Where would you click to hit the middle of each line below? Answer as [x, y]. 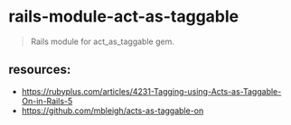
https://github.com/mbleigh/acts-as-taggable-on [113, 111]
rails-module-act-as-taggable [124, 17]
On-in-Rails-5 [47, 101]
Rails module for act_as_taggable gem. [103, 41]
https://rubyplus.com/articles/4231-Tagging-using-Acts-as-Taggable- [151, 91]
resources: [40, 70]
